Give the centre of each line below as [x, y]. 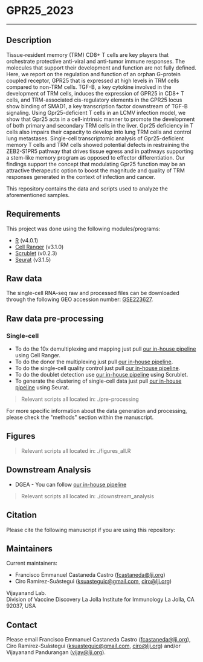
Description [29, 40]
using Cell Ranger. [38, 355]
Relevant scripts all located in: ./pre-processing [80, 399]
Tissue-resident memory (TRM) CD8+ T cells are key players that [88, 54]
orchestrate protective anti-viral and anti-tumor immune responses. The [96, 61]
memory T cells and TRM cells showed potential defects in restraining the [98, 144]
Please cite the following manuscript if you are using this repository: [91, 530]
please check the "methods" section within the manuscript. [80, 417]
